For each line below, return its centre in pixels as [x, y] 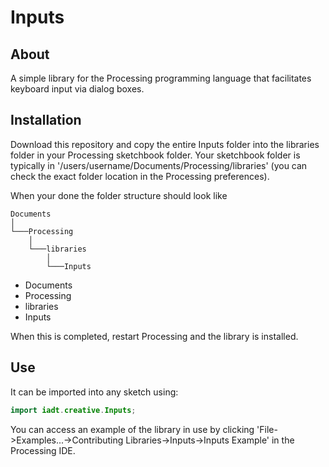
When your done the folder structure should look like [119, 195]
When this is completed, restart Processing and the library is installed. [154, 336]
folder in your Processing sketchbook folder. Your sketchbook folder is [155, 155]
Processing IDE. [43, 450]
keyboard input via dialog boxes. [77, 89]
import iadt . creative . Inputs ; [73, 410]
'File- [267, 429]
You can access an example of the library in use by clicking [132, 429]
